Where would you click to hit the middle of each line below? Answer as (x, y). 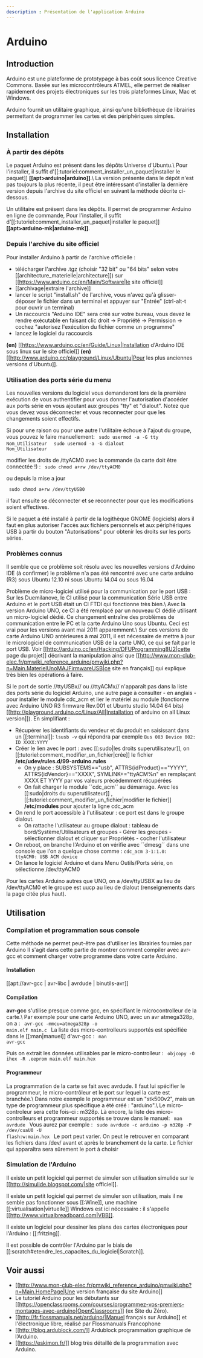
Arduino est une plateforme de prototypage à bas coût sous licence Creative (101, 79)
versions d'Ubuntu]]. (32, 364)
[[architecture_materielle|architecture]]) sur (69, 275)
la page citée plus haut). (36, 894)
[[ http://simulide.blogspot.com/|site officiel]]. (62, 1184)
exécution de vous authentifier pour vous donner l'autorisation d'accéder (97, 399)
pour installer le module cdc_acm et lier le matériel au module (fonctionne (98, 699)
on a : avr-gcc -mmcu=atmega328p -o (52, 1023)
